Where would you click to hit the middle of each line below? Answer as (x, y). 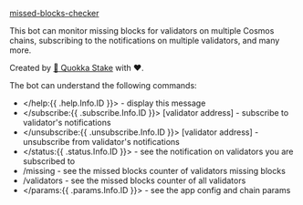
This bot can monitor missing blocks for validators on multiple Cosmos (142, 31)
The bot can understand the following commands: (104, 85)
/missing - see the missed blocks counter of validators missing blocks (154, 171)
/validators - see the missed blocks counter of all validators (134, 180)
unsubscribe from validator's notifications (101, 142)
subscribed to (49, 161)
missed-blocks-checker (54, 13)
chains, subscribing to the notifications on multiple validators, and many (145, 41)
